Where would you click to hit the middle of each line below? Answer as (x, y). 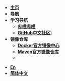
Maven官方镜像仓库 (38, 52)
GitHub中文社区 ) (35, 33)
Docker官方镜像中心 (39, 45)
